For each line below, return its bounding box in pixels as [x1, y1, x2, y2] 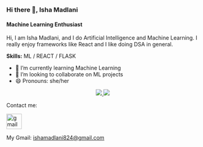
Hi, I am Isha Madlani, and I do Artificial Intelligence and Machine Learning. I [6, 34, 197, 41]
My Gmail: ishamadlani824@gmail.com [6, 134, 105, 142]
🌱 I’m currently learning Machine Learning [15, 64, 121, 72]
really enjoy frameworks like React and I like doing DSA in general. [6, 41, 173, 48]
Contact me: [6, 102, 38, 109]
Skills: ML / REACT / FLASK [6, 52, 76, 60]
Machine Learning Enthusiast [6, 21, 83, 28]
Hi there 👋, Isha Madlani [6, 5, 78, 14]
